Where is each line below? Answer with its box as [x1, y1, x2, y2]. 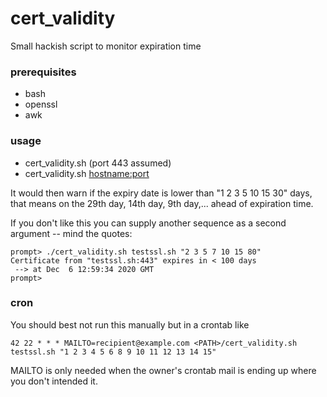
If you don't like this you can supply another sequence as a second [10, 217, 287, 229]
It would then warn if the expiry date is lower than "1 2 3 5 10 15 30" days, [10, 187, 313, 199]
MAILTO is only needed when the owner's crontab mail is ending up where [10, 364, 317, 376]
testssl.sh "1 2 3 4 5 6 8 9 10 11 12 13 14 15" [10, 347, 217, 357]
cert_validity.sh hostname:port [24, 167, 150, 179]
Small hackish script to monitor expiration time [10, 40, 202, 52]
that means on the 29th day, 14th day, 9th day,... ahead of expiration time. [10, 197, 314, 209]
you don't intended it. [10, 375, 98, 387]
